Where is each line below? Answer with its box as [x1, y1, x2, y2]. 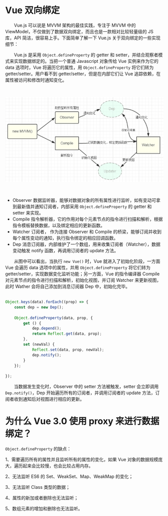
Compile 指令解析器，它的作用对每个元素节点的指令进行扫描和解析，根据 [12, 216, 163, 222]
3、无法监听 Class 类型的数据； [5, 484, 70, 490]
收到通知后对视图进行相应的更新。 [14, 396, 84, 402]
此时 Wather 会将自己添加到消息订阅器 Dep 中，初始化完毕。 [5, 283, 130, 289]
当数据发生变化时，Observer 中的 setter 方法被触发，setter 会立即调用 [14, 384, 159, 390]
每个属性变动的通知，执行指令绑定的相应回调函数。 [12, 235, 118, 241]
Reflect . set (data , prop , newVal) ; [32, 347, 104, 352]
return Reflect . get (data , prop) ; [32, 331, 102, 336]
